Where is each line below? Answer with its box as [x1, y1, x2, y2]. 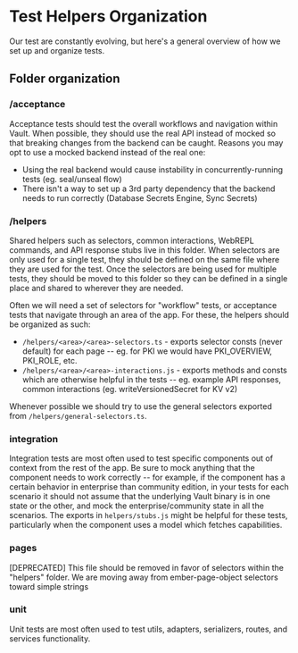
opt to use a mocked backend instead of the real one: [9, 147, 206, 157]
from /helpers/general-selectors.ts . [9, 410, 147, 421]
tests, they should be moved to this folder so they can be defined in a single [9, 272, 288, 283]
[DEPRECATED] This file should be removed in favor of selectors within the [9, 562, 284, 573]
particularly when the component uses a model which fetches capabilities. [9, 520, 283, 531]
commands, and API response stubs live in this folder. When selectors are [9, 244, 280, 255]
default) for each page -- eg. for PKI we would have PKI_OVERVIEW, [21, 346, 272, 356]
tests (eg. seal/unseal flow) [21, 173, 122, 184]
